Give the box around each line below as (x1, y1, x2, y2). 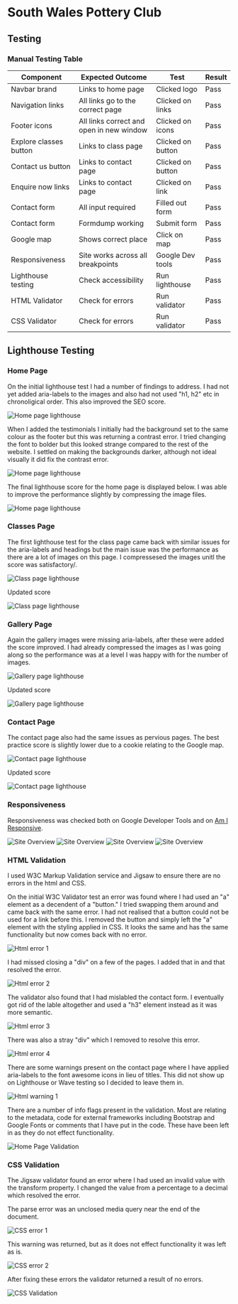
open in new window (79, 125, 147, 135)
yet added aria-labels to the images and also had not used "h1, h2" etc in (7, 389, 220, 398)
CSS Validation (7, 1160, 60, 1170)
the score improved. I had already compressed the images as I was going (7, 643, 221, 652)
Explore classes (11, 136, 64, 146)
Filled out (155, 198, 187, 208)
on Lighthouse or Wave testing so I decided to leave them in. (7, 1078, 184, 1087)
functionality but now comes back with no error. (7, 930, 147, 939)
